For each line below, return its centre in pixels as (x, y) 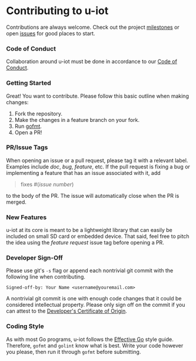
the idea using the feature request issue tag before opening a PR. (85, 243)
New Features (26, 217)
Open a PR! (28, 132)
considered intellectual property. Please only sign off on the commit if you (96, 305)
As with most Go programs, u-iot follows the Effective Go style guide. (90, 339)
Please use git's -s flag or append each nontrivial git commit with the (90, 271)
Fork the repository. (39, 114)
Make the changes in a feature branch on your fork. (77, 120)
